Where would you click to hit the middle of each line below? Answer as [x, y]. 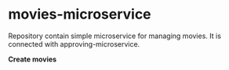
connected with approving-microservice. [74, 44]
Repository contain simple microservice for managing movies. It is [115, 36]
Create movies [33, 59]
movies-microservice [80, 14]
